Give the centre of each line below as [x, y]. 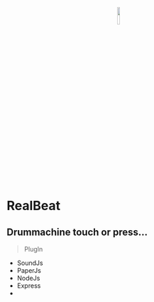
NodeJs [28, 278]
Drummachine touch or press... [77, 232]
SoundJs [30, 263]
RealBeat [34, 206]
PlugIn [33, 249]
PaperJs [29, 270]
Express [29, 286]
